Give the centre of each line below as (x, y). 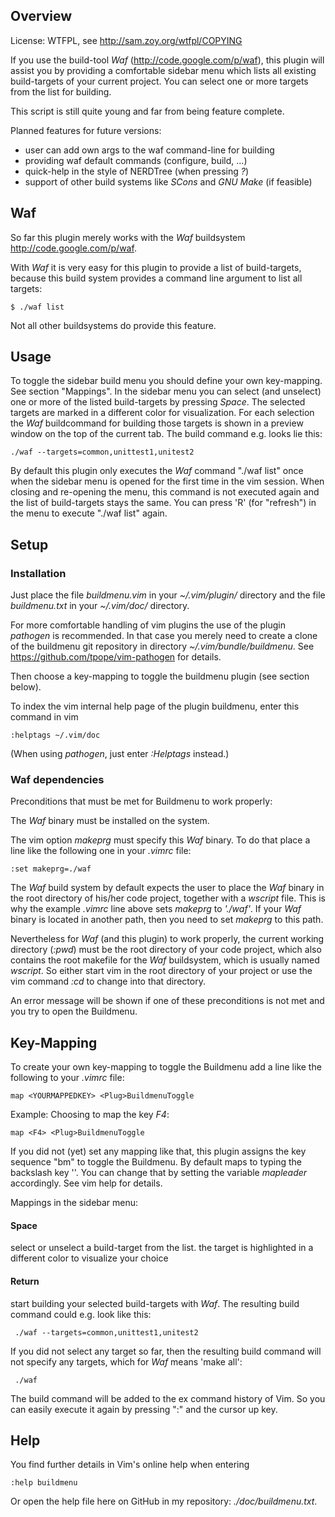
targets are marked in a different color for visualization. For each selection (162, 413)
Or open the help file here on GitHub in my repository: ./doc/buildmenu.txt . (164, 1501)
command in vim (44, 717)
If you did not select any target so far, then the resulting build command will (166, 1351)
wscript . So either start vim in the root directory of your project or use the (161, 971)
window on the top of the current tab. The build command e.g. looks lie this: (166, 434)
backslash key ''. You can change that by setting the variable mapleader (159, 1173)
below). (26, 687)
